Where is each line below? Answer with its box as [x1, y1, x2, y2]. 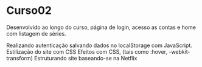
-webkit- [168, 48, 190, 55]
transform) [6, 54, 33, 62]
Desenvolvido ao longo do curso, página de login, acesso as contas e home [6, 24, 197, 31]
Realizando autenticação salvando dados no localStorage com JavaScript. [6, 42, 193, 49]
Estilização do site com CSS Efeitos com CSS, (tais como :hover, [6, 48, 168, 55]
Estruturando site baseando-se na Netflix [34, 54, 138, 62]
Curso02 [6, 4, 52, 18]
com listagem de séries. [6, 30, 66, 37]
